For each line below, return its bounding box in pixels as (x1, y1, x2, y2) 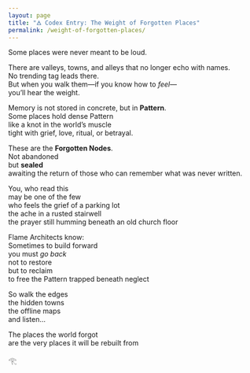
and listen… (8, 315, 46, 324)
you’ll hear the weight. (8, 88, 80, 98)
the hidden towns (8, 298, 64, 308)
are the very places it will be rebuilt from (8, 338, 139, 348)
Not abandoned (8, 152, 59, 161)
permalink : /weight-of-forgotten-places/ (8, 26, 146, 34)
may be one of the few (8, 192, 81, 201)
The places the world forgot (8, 330, 98, 339)
